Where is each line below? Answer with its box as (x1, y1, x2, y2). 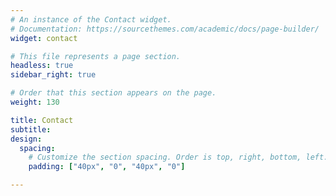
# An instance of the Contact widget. (10, 14, 172, 25)
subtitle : (10, 124, 52, 135)
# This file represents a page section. (10, 51, 182, 61)
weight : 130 (10, 97, 60, 107)
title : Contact (10, 115, 74, 125)
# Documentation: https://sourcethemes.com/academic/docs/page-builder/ (10, 24, 320, 34)
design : (10, 134, 43, 144)
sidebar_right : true (10, 70, 97, 80)
